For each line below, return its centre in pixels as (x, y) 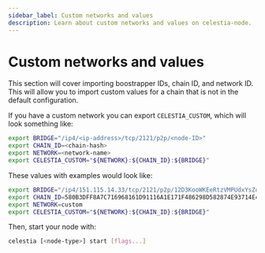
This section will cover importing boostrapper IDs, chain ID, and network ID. (131, 84)
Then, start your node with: (52, 227)
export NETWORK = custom (45, 205)
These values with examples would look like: (80, 175)
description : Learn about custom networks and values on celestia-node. (130, 23)
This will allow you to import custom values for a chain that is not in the (123, 92)
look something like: (41, 124)
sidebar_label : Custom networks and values (81, 15)
